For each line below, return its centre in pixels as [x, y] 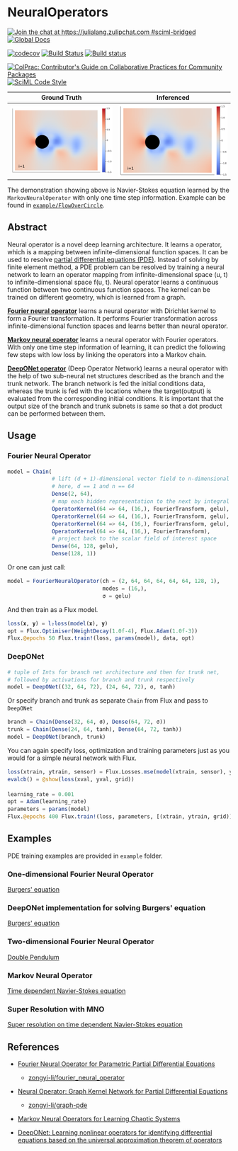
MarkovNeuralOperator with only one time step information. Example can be [117, 198]
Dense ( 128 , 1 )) [74, 554]
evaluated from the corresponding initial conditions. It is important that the [116, 398]
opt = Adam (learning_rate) [47, 802]
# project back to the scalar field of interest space [135, 539]
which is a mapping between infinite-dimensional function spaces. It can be [118, 251]
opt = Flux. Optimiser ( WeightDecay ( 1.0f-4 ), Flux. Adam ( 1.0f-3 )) [103, 631]
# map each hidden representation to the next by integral [141, 501]
